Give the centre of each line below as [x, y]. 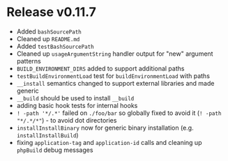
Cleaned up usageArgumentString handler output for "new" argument [115, 54]
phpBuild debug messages [55, 150]
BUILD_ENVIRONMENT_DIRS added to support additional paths [100, 68]
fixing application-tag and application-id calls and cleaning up [109, 142]
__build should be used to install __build [75, 98]
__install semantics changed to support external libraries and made [115, 83]
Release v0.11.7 [52, 12]
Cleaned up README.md [48, 38]
